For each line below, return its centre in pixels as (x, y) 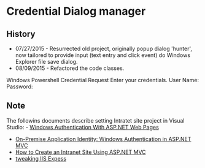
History (21, 34)
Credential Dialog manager (76, 11)
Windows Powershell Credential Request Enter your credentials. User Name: (103, 80)
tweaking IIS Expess (41, 158)
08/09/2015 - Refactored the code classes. (70, 68)
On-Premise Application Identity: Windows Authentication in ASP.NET (103, 139)
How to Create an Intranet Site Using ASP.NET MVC (80, 152)
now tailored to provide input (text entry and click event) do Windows (103, 55)
